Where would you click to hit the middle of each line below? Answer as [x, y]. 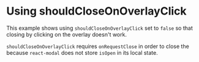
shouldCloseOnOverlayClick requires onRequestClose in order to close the [98, 46]
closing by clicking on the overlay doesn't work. [67, 34]
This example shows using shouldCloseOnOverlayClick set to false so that [99, 28]
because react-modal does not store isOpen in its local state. [82, 52]
